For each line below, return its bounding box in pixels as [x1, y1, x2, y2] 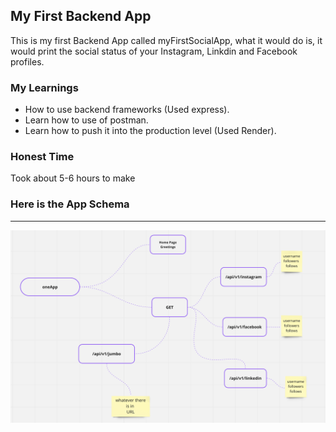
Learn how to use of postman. [24, 114, 149, 126]
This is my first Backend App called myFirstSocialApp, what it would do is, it [10, 34, 323, 46]
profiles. [10, 55, 45, 68]
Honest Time [10, 150, 75, 164]
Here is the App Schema [10, 197, 130, 211]
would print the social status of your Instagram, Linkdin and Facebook [10, 45, 298, 57]
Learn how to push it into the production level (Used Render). [24, 125, 277, 137]
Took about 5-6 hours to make [10, 172, 136, 184]
